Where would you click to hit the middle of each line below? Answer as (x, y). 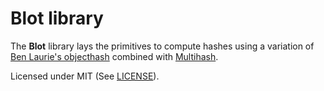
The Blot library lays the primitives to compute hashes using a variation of (162, 46)
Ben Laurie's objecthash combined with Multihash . (114, 56)
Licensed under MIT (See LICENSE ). (85, 76)
